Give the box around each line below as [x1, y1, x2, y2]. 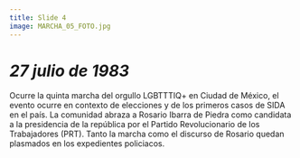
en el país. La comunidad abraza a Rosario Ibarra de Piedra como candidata [9, 109, 292, 120]
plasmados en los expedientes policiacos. [9, 138, 165, 149]
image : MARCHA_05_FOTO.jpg [9, 22, 111, 31]
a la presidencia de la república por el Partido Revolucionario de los [9, 119, 260, 130]
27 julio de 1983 [9, 60, 129, 81]
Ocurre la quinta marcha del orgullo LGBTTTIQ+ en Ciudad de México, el [9, 90, 279, 101]
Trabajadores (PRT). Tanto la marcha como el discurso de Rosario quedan [9, 128, 285, 140]
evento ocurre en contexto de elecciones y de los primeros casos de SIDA [9, 100, 286, 111]
